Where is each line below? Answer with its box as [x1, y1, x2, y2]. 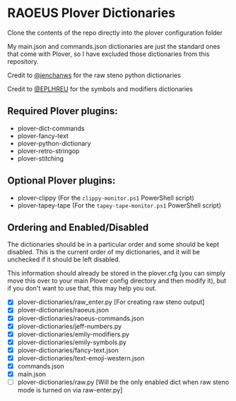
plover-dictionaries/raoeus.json [17, 306, 110, 315]
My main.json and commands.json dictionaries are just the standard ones [7, 42, 220, 50]
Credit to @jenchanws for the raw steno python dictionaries [7, 71, 182, 79]
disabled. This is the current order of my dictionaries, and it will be [7, 248, 200, 256]
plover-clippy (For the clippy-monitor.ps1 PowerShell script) [17, 193, 194, 202]
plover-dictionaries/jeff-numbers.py [17, 322, 122, 330]
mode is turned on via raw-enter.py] [17, 386, 123, 395]
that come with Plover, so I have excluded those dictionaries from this [7, 50, 210, 58]
